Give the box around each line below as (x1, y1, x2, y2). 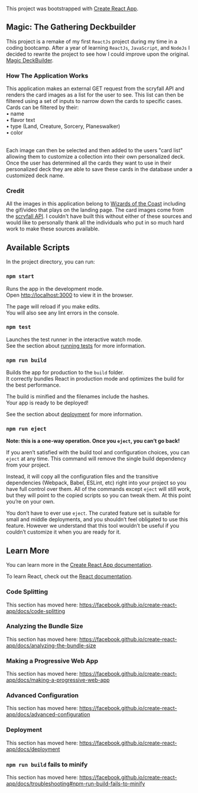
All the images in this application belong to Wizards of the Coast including (6, 200, 186, 207)
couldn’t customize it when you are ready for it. (6, 528, 121, 535)
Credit (6, 187, 25, 195)
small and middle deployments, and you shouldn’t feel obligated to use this (6, 516, 188, 523)
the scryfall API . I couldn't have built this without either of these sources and (6, 213, 192, 220)
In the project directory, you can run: (6, 258, 95, 265)
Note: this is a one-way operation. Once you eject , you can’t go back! (6, 438, 180, 445)
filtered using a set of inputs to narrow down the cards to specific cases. (6, 98, 183, 105)
